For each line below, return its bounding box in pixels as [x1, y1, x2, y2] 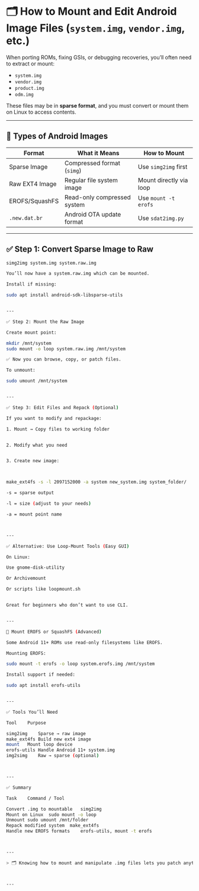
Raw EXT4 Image [9, 180, 57, 188]
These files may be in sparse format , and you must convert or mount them [6, 102, 189, 109]
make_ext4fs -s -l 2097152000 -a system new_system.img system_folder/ [6, 479, 187, 485]
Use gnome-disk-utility [6, 564, 65, 571]
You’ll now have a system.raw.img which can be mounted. [6, 271, 150, 277]
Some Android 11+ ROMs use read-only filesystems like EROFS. [6, 639, 163, 645]
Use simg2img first [138, 162, 188, 171]
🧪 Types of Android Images [6, 131, 108, 142]
